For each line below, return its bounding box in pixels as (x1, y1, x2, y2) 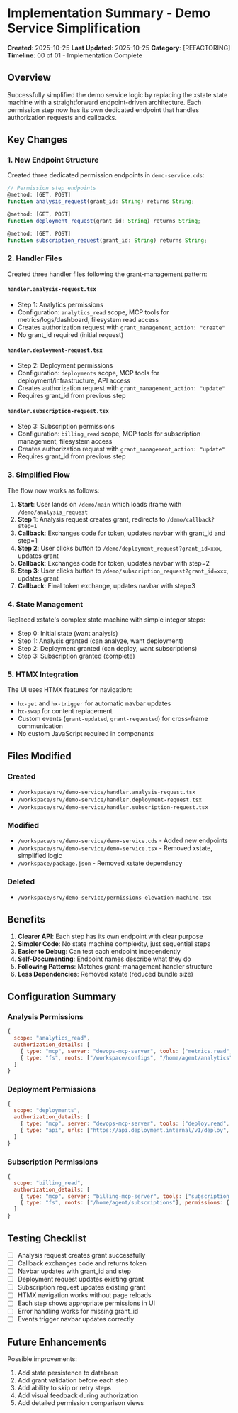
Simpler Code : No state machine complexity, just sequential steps (17, 940, 211, 948)
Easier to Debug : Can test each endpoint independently (17, 947, 181, 956)
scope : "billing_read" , (13, 1180, 84, 1187)
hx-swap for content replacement (17, 707, 113, 715)
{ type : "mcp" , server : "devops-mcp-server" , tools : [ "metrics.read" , (20, 1048, 233, 1055)
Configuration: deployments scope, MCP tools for (17, 369, 160, 378)
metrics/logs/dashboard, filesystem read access (17, 316, 159, 324)
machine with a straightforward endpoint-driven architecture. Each (7, 98, 202, 106)
